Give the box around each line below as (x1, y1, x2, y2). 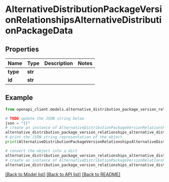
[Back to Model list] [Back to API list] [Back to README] (5, 171, 121, 177)
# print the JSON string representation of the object (5, 135, 123, 140)
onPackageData (5, 25, 73, 36)
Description (44, 60, 73, 66)
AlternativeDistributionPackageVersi (5, 4, 162, 15)
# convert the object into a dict (5, 148, 78, 153)
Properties (5, 45, 39, 53)
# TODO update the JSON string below (5, 116, 84, 121)
